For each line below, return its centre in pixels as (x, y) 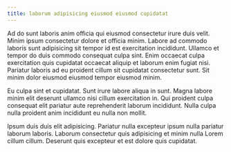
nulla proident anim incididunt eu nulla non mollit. (77, 113)
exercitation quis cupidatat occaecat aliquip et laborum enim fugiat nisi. (109, 62)
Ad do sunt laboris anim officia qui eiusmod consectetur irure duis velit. (109, 33)
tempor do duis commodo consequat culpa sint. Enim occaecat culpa (106, 55)
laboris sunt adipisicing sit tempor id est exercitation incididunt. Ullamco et (113, 48)
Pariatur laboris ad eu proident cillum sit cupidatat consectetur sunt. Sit (108, 70)
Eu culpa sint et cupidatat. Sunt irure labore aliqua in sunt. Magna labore (110, 91)
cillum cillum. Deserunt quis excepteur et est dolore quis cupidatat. (102, 141)
